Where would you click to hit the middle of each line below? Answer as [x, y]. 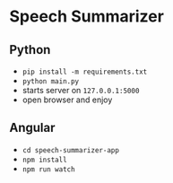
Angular [32, 128]
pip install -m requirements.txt [85, 72]
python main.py [51, 82]
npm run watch [48, 169]
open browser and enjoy [67, 100]
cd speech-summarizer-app [70, 150]
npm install [44, 160]
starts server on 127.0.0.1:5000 [81, 90]
